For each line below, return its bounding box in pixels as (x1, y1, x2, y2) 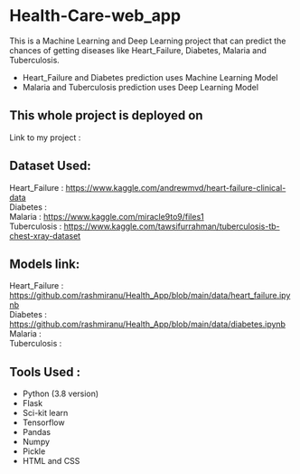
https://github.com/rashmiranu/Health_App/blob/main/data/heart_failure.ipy (9, 290, 291, 301)
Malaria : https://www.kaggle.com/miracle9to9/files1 (9, 211, 205, 222)
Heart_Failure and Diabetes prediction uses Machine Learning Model (22, 71, 278, 82)
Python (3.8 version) (22, 388, 99, 399)
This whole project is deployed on (9, 108, 203, 123)
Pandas (22, 427, 52, 438)
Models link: (9, 256, 80, 271)
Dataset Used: (9, 158, 92, 174)
